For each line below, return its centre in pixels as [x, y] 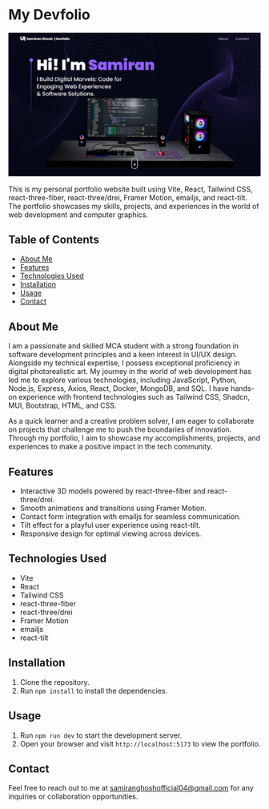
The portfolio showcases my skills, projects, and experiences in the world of [134, 206]
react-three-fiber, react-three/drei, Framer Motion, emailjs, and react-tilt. [128, 197]
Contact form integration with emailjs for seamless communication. [130, 517]
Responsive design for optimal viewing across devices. [110, 533]
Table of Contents [54, 240]
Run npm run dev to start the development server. [101, 735]
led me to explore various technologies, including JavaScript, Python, [123, 380]
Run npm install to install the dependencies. [94, 690]
